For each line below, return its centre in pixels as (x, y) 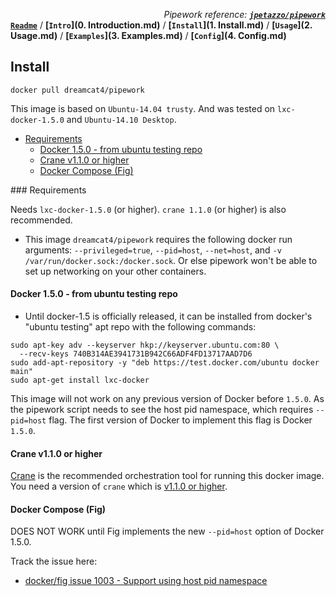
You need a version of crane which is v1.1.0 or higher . (119, 486)
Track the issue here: (54, 561)
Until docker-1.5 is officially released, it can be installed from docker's (168, 316)
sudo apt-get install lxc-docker (80, 380)
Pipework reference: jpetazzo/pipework (244, 14)
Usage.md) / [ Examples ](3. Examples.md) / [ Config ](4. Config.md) (148, 35)
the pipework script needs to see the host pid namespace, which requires (162, 410)
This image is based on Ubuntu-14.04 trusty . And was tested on (143, 108)
